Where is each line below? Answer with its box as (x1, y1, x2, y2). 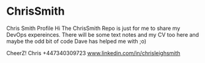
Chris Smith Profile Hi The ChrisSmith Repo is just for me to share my (6, 24, 181, 32)
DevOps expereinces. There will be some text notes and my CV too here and (6, 31, 199, 38)
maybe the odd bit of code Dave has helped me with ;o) (6, 37, 147, 45)
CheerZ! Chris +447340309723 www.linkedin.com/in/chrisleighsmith (6, 49, 181, 56)
